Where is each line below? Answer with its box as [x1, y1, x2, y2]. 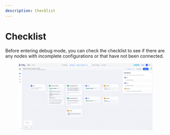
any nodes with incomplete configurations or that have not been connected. [5, 53, 164, 59]
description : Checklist [5, 8, 56, 13]
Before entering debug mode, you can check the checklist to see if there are [5, 47, 165, 53]
